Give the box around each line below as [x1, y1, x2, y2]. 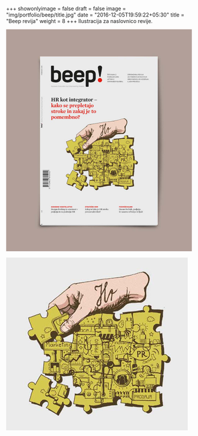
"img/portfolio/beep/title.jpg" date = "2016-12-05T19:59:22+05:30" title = [6, 11, 184, 18]
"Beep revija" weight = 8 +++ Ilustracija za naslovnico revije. [6, 18, 153, 24]
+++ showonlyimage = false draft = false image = [6, 5, 127, 12]
